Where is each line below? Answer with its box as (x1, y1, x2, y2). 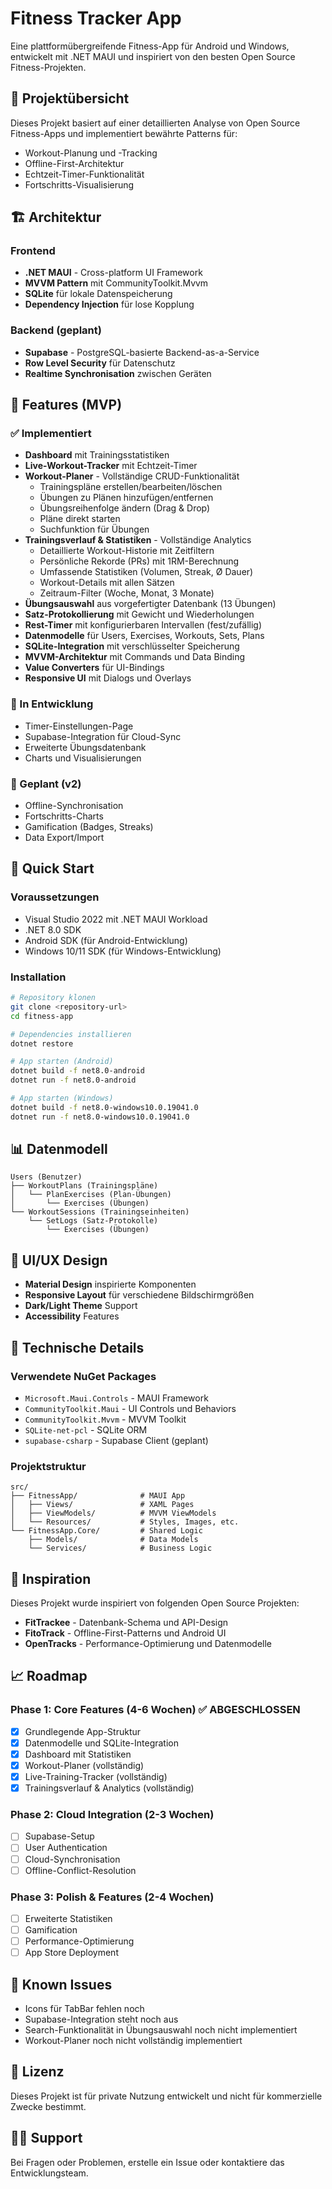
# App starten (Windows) (10, 1093, 114, 1103)
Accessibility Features (24, 1310, 120, 1322)
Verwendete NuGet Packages (10, 1369, 157, 1383)
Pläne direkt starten (39, 513, 121, 525)
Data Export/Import (24, 832, 105, 844)
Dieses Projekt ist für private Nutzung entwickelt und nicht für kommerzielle (10, 2090, 323, 2102)
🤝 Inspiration (10, 1570, 92, 1587)
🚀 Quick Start (10, 860, 95, 877)
